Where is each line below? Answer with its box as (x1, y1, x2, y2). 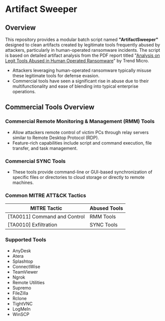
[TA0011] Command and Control (7, 213, 85, 220)
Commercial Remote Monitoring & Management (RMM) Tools (5, 118, 155, 125)
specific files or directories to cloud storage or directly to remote (12, 174, 145, 180)
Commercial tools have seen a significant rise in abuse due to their (12, 78, 149, 84)
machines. (12, 179, 34, 185)
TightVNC (12, 301, 33, 307)
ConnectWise (12, 263, 41, 270)
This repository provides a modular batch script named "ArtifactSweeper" (5, 36, 159, 42)
